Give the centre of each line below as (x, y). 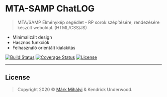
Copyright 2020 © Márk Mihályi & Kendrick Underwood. (75, 89)
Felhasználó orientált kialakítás (44, 48)
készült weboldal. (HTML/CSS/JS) (52, 27)
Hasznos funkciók (31, 42)
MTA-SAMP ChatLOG (50, 9)
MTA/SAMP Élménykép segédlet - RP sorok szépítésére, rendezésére (88, 22)
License (18, 77)
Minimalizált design (32, 37)
